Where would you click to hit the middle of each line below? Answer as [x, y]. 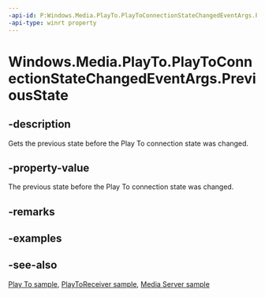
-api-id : [22, 15]
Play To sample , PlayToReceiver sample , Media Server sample [109, 284]
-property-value [49, 167]
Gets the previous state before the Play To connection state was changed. [129, 143]
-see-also [33, 265]
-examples [35, 238]
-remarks [32, 212]
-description [39, 124]
